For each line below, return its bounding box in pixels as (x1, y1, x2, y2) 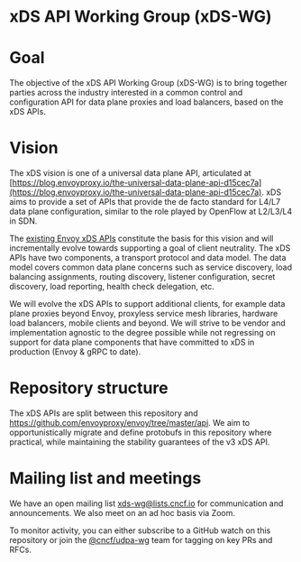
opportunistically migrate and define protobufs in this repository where (9, 427, 272, 438)
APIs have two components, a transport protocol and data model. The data (9, 253, 287, 263)
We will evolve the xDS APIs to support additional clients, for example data (9, 299, 286, 309)
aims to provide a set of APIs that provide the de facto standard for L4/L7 (9, 197, 281, 207)
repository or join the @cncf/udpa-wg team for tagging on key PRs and (9, 534, 273, 545)
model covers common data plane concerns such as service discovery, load (9, 262, 293, 272)
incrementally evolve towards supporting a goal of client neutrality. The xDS (9, 243, 291, 253)
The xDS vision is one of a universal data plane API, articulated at (9, 168, 251, 179)
